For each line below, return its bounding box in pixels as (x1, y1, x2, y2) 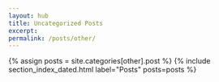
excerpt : (8, 27, 38, 35)
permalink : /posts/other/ (8, 34, 96, 43)
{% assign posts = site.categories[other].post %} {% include (8, 56, 211, 66)
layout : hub (8, 11, 49, 20)
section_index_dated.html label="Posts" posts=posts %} (8, 65, 197, 75)
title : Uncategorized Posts (8, 19, 104, 27)
